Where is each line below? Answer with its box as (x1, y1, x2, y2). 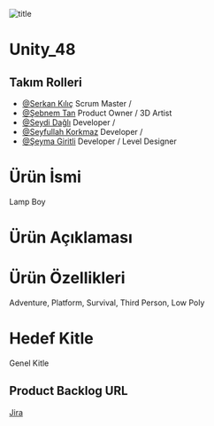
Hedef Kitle (9, 328, 95, 349)
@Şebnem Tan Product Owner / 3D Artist (21, 107, 172, 118)
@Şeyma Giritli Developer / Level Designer (21, 136, 177, 146)
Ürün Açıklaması (9, 227, 133, 248)
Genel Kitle (9, 358, 50, 368)
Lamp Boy (9, 196, 46, 207)
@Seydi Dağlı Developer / (21, 117, 116, 128)
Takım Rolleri (9, 75, 82, 90)
